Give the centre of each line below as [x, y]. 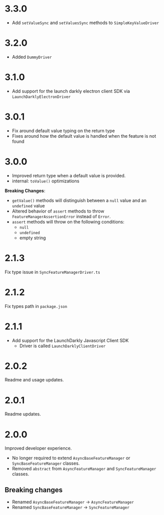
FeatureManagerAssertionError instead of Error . [61, 216]
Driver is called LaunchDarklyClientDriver [62, 346]
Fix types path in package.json [36, 306]
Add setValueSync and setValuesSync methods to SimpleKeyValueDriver [85, 23]
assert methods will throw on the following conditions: [68, 222]
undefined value [28, 205]
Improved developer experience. [38, 448]
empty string [33, 238]
